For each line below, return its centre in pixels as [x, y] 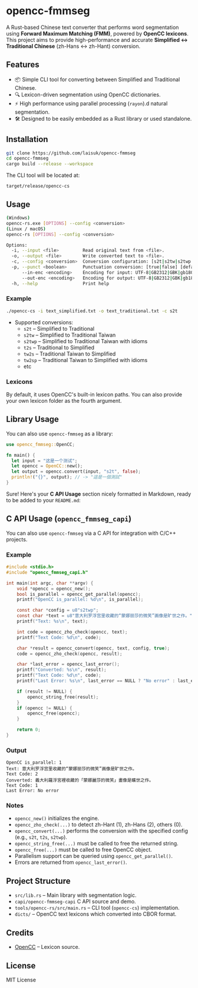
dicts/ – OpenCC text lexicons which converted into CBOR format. [95, 914]
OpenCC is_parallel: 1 [34, 763]
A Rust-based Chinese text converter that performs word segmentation [93, 27]
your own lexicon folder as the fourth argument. [64, 401]
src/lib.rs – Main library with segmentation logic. [75, 895]
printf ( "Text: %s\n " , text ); [52, 621]
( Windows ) [18, 218]
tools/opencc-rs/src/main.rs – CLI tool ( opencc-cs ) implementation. [97, 908]
